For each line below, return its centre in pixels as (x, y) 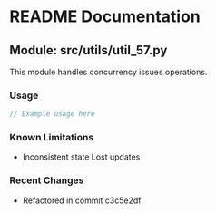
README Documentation (105, 17)
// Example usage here (52, 114)
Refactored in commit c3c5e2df (82, 200)
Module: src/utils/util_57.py (88, 50)
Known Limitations (52, 138)
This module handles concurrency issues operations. (108, 72)
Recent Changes (47, 180)
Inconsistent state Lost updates (81, 157)
